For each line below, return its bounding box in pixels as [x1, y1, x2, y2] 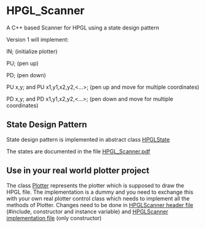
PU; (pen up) [6, 59, 39, 67]
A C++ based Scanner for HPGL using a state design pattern [6, 24, 160, 31]
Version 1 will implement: [6, 36, 69, 43]
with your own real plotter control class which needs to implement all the [6, 194, 190, 202]
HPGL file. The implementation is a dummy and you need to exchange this [6, 188, 193, 196]
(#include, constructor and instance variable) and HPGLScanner [6, 208, 169, 215]
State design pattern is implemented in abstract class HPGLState [6, 135, 170, 143]
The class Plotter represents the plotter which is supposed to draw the [6, 181, 185, 189]
